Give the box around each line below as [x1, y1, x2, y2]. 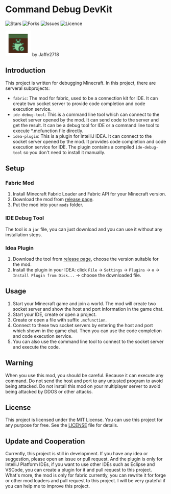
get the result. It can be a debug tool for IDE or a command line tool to [12, 122, 160, 128]
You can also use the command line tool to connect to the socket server [12, 338, 164, 344]
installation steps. [5, 231, 42, 238]
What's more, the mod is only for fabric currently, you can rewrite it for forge [5, 472, 166, 478]
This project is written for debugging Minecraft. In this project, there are [5, 80, 156, 86]
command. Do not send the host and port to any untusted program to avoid [5, 378, 163, 384]
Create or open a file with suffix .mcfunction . [12, 316, 107, 323]
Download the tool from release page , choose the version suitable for [12, 256, 159, 262]
